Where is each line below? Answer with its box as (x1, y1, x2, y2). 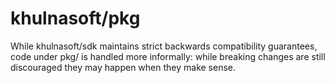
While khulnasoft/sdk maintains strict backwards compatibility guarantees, (10, 40, 318, 52)
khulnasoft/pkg (10, 7, 141, 30)
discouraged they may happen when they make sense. (10, 61, 237, 73)
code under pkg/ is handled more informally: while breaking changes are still (10, 50, 326, 62)
